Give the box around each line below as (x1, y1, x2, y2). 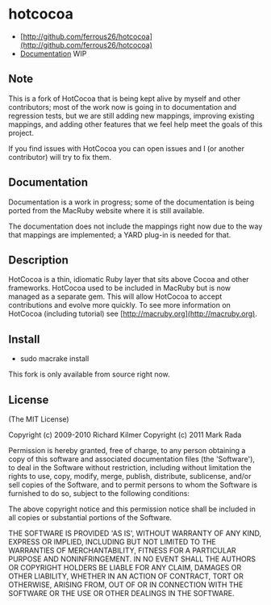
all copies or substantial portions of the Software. (8, 513, 172, 522)
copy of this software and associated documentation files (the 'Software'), (8, 454, 256, 464)
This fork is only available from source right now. (8, 369, 171, 380)
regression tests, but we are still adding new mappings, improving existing (8, 111, 255, 120)
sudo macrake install (19, 354, 90, 363)
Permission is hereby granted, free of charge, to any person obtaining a (8, 446, 246, 455)
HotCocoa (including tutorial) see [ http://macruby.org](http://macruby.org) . (8, 309, 258, 319)
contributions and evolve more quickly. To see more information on (8, 300, 231, 310)
